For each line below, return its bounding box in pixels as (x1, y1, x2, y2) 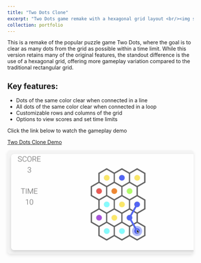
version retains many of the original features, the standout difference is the (7, 51, 190, 59)
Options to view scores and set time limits (15, 116, 118, 123)
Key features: (7, 81, 59, 91)
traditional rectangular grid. (7, 64, 74, 71)
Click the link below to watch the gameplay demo (7, 127, 127, 134)
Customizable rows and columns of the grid (15, 109, 122, 116)
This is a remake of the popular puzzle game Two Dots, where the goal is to (7, 39, 192, 46)
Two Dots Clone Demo (7, 139, 62, 146)
